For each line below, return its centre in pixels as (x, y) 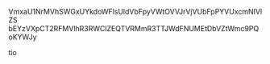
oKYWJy (23, 37)
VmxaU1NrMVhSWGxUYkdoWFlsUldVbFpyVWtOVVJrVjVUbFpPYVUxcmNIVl (135, 12)
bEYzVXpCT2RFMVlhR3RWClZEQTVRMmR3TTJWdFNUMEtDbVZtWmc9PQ (134, 28)
